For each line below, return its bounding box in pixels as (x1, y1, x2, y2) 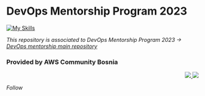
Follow (6, 84, 23, 92)
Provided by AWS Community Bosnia (6, 58, 118, 66)
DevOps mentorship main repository (6, 43, 98, 50)
